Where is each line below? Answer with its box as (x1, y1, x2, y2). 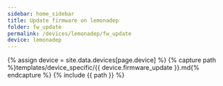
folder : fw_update (7, 23, 62, 30)
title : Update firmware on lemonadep (7, 17, 119, 24)
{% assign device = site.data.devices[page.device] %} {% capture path (7, 56, 217, 64)
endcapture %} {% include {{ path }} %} (7, 71, 125, 80)
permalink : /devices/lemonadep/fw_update (7, 30, 132, 37)
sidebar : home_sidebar (7, 10, 75, 18)
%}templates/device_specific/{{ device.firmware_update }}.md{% (7, 63, 200, 72)
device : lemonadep (7, 37, 62, 44)
